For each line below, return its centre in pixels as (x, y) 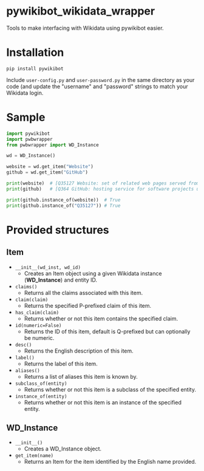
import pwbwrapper (29, 139)
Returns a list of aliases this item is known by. (81, 376)
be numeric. (39, 337)
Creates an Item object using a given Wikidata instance (93, 273)
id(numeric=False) (38, 325)
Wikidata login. (25, 93)
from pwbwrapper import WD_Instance (53, 145)
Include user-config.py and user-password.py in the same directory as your (100, 80)
